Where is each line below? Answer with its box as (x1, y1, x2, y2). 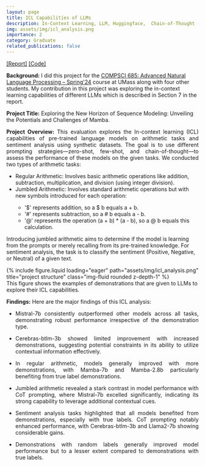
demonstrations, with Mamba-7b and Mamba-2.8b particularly (15, 366, 199, 374)
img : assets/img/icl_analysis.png (6, 26, 95, 32)
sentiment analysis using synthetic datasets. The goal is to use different (6, 141, 199, 148)
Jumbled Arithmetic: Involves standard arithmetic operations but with (15, 185, 189, 193)
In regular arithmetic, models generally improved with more (15, 359, 199, 367)
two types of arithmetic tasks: (6, 160, 81, 168)
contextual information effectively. (15, 347, 101, 355)
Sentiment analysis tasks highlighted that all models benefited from (15, 409, 199, 416)
